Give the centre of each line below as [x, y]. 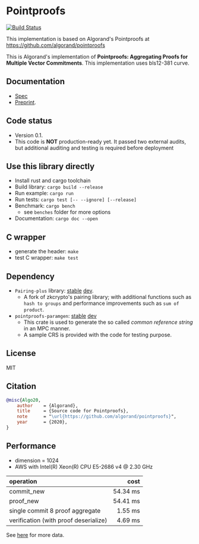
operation [23, 481]
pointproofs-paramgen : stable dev [56, 316]
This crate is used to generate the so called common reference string [108, 322]
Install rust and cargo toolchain [53, 181]
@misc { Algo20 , [24, 400]
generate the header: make [47, 252]
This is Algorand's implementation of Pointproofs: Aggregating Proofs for [97, 56]
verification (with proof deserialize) [58, 520]
